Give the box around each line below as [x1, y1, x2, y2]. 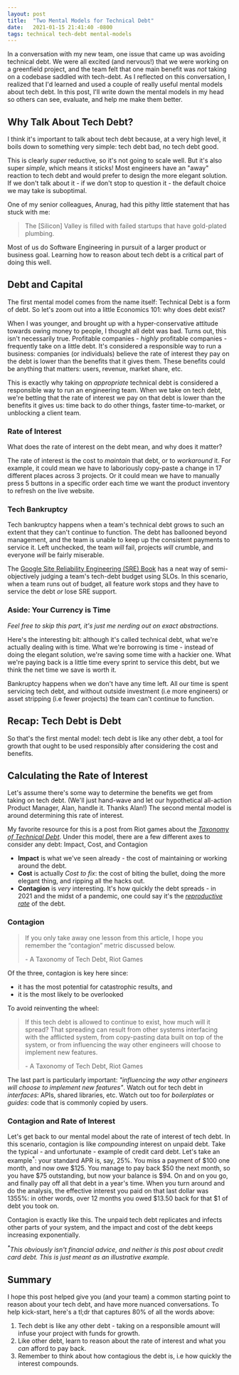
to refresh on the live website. [7, 487, 95, 495]
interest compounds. [17, 1359, 79, 1368]
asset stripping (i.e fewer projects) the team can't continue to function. [7, 694, 215, 702]
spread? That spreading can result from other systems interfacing [24, 1025, 218, 1034]
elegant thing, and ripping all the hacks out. [17, 877, 145, 886]
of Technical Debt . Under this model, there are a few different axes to [7, 833, 211, 841]
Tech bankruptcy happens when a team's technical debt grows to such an [7, 521, 225, 529]
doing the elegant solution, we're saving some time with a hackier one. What [7, 650, 231, 659]
